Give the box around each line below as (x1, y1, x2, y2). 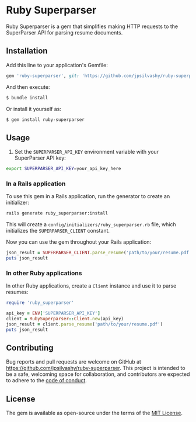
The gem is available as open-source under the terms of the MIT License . (6, 410, 183, 417)
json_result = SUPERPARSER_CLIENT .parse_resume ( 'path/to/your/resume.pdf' (6, 250, 192, 256)
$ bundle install (6, 95, 48, 101)
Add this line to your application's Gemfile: (6, 61, 108, 68)
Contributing (6, 343, 54, 353)
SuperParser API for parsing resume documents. (6, 29, 123, 36)
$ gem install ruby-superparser (6, 116, 85, 123)
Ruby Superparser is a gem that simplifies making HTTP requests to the (6, 23, 178, 30)
